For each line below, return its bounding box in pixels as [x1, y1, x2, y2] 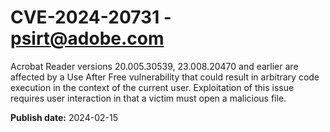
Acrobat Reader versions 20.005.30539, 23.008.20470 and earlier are [10, 60, 299, 72]
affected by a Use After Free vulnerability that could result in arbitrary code [10, 71, 320, 83]
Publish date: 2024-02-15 [10, 111, 118, 123]
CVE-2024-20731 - [10, 6, 172, 29]
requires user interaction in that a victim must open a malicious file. [10, 92, 287, 104]
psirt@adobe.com [10, 27, 165, 50]
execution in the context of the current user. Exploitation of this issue [10, 81, 295, 93]
